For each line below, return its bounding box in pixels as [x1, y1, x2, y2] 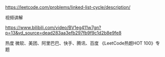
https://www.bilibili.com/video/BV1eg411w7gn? [5, 24, 101, 30]
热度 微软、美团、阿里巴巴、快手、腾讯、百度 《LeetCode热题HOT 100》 [5, 40, 156, 46]
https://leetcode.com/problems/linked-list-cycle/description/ [5, 4, 130, 10]
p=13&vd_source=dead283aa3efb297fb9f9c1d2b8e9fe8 [5, 30, 122, 35]
